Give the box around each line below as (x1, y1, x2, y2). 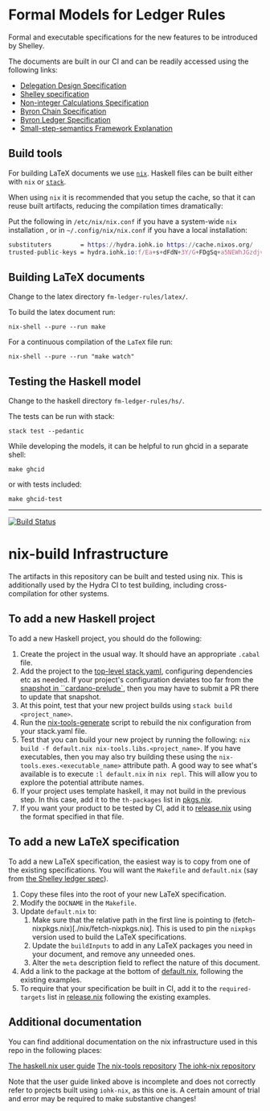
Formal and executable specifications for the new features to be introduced (8, 32, 258, 42)
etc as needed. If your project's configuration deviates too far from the (19, 674, 254, 684)
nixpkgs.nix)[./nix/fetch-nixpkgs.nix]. (31, 923, 154, 933)
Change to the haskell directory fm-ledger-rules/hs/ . (8, 396, 185, 406)
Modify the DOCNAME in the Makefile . (19, 898, 137, 907)
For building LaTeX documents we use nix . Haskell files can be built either (8, 168, 253, 178)
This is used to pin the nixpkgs (155, 923, 256, 933)
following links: (8, 64, 58, 74)
